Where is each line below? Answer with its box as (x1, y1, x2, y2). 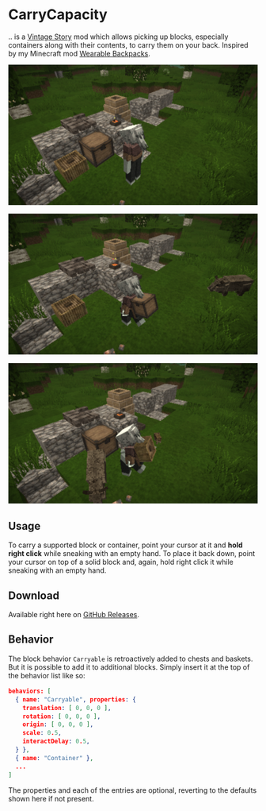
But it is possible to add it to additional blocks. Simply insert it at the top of (8, 662, 250, 672)
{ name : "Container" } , (15, 754, 93, 762)
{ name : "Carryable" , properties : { (15, 695, 136, 704)
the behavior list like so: (8, 670, 85, 680)
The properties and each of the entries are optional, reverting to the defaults (8, 785, 257, 795)
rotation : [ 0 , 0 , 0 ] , (22, 713, 101, 720)
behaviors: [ (8, 687, 51, 695)
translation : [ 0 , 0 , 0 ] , (22, 704, 112, 712)
